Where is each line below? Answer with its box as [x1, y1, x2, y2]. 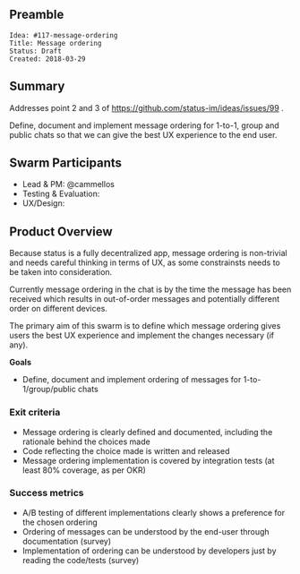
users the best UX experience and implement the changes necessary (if [9, 330, 275, 341]
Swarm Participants [9, 156, 123, 171]
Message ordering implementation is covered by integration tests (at [21, 455, 275, 466]
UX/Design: [21, 198, 65, 209]
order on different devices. [9, 304, 107, 314]
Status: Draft [9, 47, 63, 56]
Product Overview [9, 224, 113, 239]
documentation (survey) [21, 535, 112, 546]
